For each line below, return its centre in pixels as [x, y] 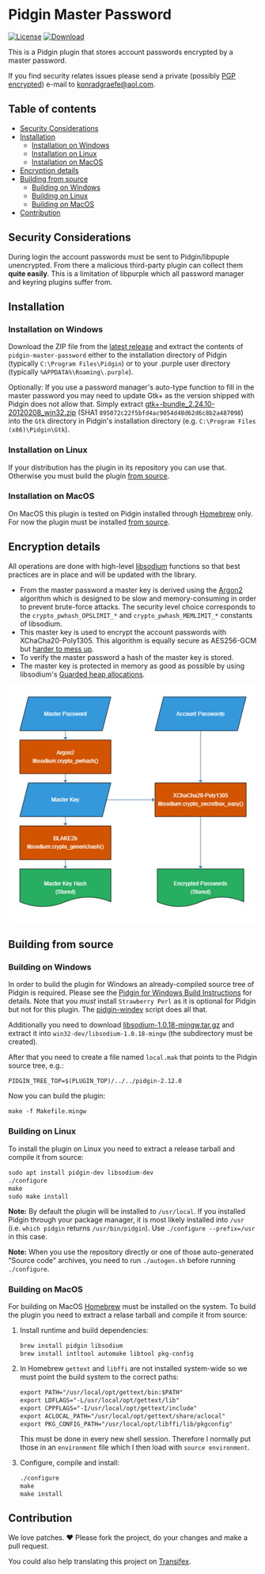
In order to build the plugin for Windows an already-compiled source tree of [131, 985]
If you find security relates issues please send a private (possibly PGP [122, 75]
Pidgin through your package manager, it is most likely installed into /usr [126, 1219]
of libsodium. [41, 624]
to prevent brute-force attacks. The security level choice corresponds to [137, 607]
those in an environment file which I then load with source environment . [135, 1447]
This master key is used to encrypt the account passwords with [123, 632]
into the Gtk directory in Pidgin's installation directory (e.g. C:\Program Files [132, 421]
